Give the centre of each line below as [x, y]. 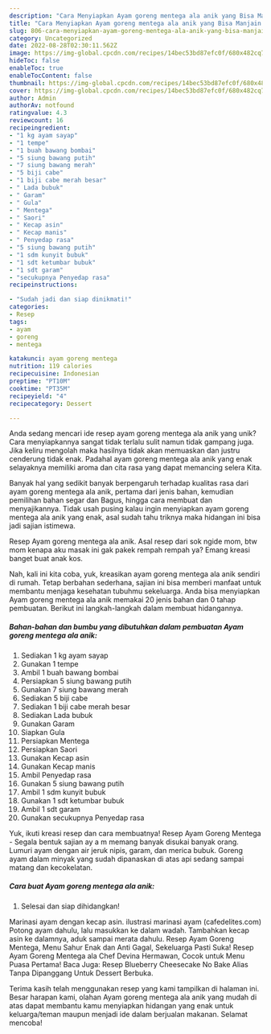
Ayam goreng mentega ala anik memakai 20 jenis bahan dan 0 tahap [123, 600]
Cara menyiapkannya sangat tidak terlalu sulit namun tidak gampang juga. [131, 442]
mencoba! [26, 1023]
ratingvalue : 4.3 [38, 113]
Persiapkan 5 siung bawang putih [76, 681]
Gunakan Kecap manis [58, 767]
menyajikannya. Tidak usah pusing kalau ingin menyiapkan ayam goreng [129, 509]
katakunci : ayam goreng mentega [63, 359]
